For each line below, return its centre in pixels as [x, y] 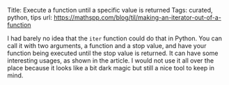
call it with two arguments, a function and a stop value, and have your [107, 46]
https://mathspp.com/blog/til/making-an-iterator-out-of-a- [137, 17]
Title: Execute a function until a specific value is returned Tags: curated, [110, 10]
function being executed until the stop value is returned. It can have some [113, 53]
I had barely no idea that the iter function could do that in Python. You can [115, 38]
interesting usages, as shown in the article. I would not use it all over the [111, 61]
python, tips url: [30, 17]
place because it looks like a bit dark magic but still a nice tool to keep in [111, 68]
